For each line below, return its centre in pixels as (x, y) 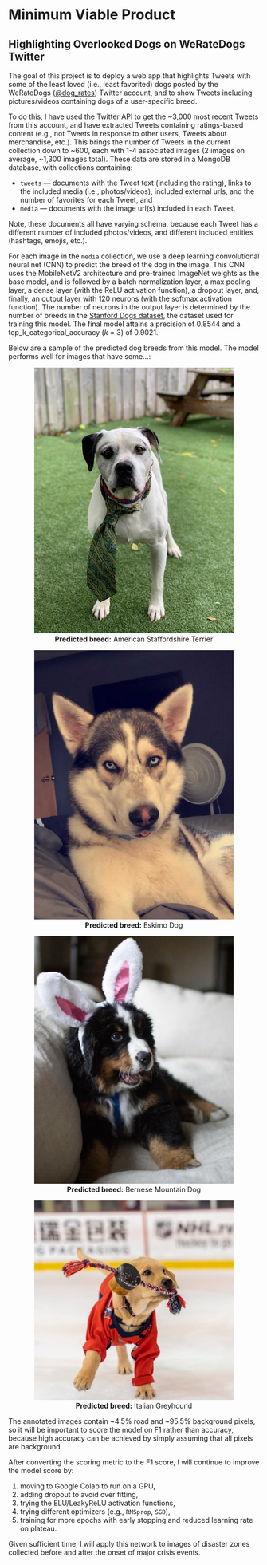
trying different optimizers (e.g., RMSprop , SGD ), (95, 1511)
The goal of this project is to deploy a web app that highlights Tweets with (130, 76)
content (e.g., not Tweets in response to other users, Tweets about (118, 134)
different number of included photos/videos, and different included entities (131, 232)
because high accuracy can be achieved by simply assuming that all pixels (131, 1438)
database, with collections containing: (71, 168)
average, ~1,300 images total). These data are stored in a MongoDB (120, 159)
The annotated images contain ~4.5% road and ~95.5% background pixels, (132, 1421)
